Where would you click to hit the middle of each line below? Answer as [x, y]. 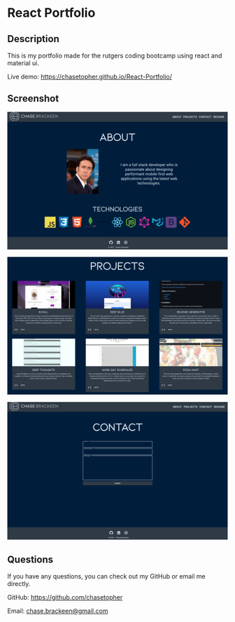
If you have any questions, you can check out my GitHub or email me [107, 576]
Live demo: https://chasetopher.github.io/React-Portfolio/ [90, 76]
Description [33, 39]
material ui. [23, 63]
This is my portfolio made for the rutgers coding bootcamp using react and [115, 55]
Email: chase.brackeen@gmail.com [58, 611]
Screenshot [33, 99]
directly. [19, 584]
